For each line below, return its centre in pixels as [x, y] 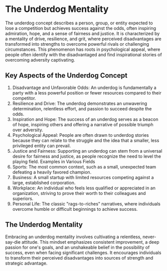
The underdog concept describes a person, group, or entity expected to [79, 23]
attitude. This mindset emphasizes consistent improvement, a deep [90, 242]
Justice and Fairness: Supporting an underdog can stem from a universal [87, 151]
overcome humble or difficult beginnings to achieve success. [75, 209]
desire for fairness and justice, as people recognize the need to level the [86, 156]
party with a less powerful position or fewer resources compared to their [87, 92]
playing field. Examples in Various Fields [54, 161]
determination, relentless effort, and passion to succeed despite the [82, 108]
